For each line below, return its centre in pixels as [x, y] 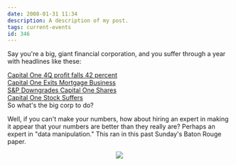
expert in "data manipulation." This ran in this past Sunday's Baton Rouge [114, 134]
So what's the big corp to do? [50, 105]
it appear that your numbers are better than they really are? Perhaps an [111, 127]
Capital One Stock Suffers [45, 98]
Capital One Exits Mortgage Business [61, 83]
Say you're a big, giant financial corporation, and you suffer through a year [117, 54]
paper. [17, 142]
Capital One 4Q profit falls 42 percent [62, 75]
